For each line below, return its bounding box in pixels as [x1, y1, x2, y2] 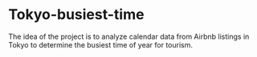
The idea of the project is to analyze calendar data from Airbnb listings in [8, 32, 250, 41]
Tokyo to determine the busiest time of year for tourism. [8, 40, 194, 49]
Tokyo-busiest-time [8, 6, 145, 24]
